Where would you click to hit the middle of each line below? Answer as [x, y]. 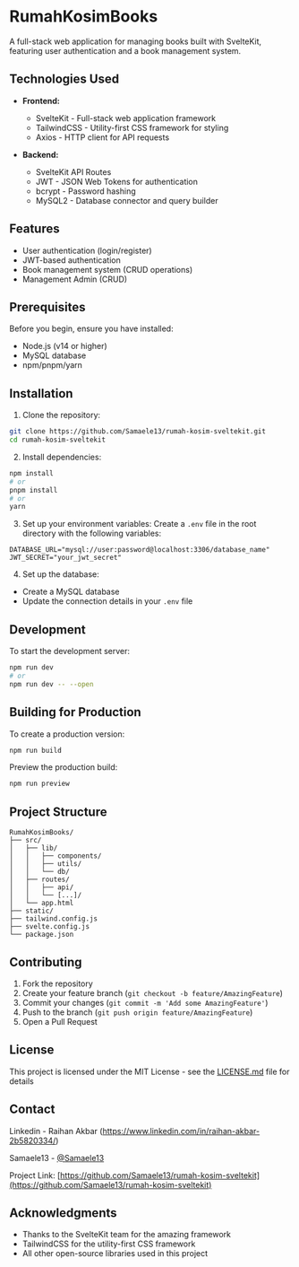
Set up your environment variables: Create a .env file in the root [139, 524]
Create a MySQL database [71, 592]
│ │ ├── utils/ [46, 864]
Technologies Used [64, 79]
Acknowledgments [64, 1213]
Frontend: [41, 100]
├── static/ [31, 911]
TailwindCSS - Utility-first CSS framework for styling [132, 127]
